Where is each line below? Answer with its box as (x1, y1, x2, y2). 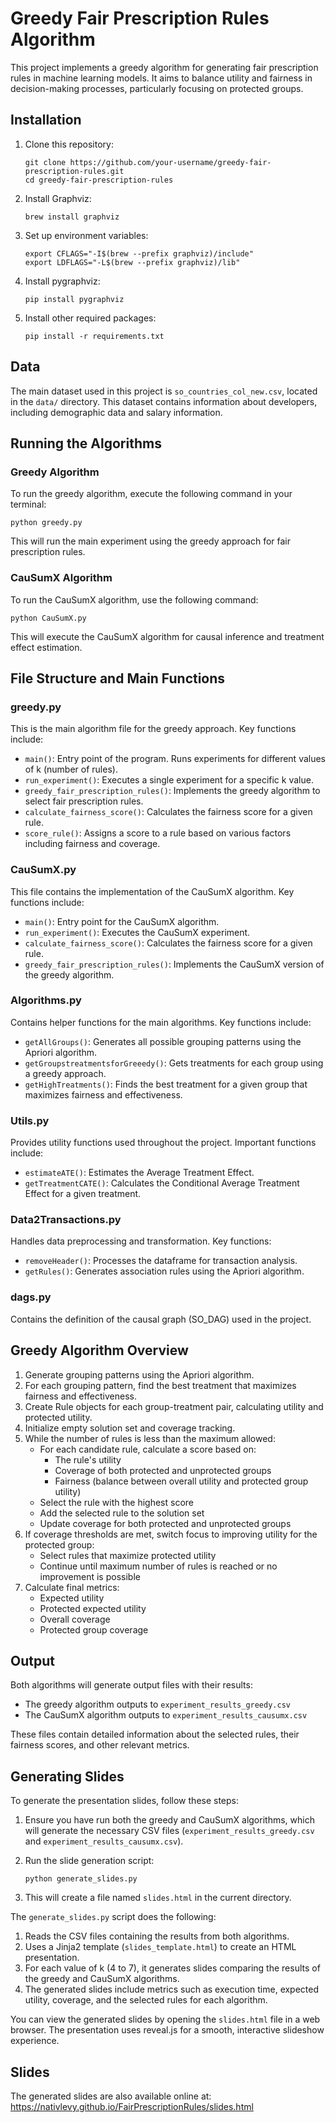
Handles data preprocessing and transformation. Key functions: (10, 1235, 272, 1247)
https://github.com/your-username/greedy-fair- (69, 157, 272, 167)
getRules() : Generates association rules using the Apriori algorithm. (24, 1265, 305, 1277)
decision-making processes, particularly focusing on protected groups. (10, 82, 304, 94)
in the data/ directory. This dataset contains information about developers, (10, 395, 318, 407)
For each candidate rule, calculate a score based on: (39, 1443, 257, 1455)
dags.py (10, 1290, 52, 1304)
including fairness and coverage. (24, 838, 161, 850)
